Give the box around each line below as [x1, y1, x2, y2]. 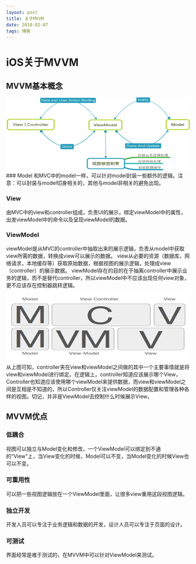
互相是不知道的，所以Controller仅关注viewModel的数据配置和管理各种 [16, 385, 184, 393]
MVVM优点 [6, 411, 48, 422]
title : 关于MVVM [6, 15, 44, 22]
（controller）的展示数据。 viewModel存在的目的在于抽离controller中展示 [6, 267, 183, 274]
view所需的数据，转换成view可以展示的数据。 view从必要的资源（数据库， [6, 252, 185, 259]
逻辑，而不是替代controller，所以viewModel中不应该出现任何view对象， [16, 274, 190, 281]
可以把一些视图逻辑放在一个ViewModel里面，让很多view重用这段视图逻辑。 [6, 490, 188, 497]
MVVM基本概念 [6, 81, 63, 91]
